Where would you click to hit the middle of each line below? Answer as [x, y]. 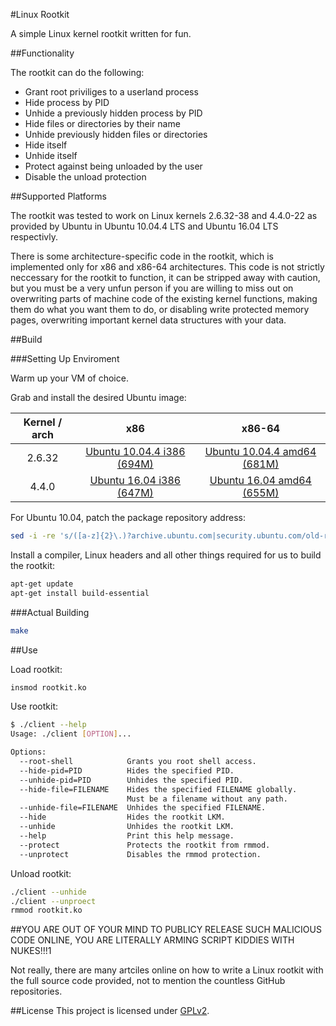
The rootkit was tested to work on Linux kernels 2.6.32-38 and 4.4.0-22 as [164, 215]
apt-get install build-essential [80, 593]
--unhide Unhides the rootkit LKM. [127, 827]
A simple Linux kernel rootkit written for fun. [101, 33]
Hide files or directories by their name [102, 123]
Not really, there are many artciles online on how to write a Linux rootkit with [167, 970]
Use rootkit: [34, 706]
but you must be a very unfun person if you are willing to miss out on [152, 288]
